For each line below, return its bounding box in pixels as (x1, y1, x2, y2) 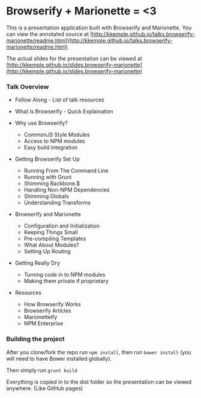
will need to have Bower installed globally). (6, 355, 112, 362)
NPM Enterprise (23, 320, 64, 327)
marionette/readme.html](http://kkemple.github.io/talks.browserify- (6, 37, 173, 44)
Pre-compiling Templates (23, 235, 86, 243)
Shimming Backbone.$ (23, 180, 80, 187)
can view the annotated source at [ (6, 30, 92, 37)
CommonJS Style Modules (23, 131, 90, 139)
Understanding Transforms (23, 199, 91, 207)
